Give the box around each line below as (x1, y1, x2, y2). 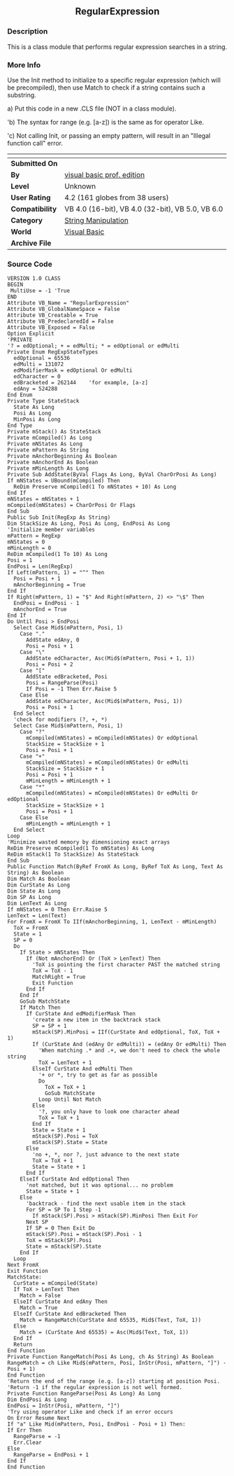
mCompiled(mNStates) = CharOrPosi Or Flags (7, 502, 136, 509)
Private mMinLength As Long (7, 465, 89, 472)
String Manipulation (64, 215, 129, 225)
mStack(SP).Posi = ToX (32, 1133, 98, 1140)
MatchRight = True (32, 973, 86, 981)
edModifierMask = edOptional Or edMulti (13, 367, 133, 374)
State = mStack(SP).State (25, 1243, 101, 1251)
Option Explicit (7, 330, 54, 337)
